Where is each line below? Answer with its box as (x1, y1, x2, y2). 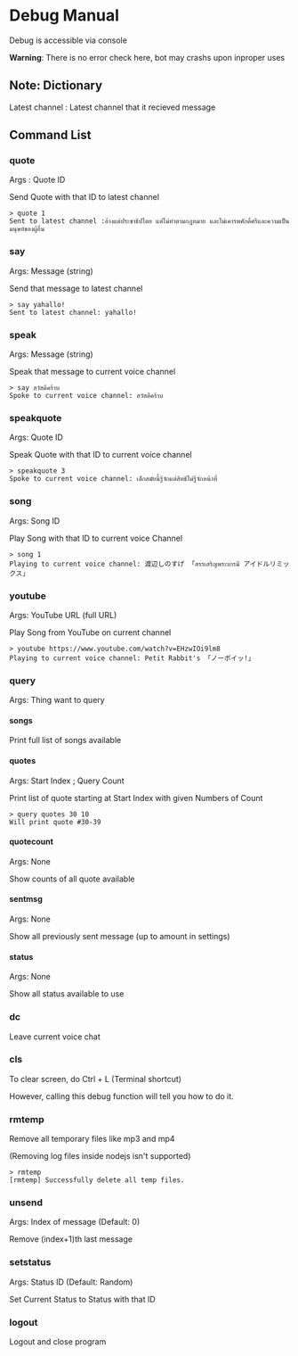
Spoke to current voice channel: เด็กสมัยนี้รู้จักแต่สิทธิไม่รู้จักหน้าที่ (9, 475, 218, 484)
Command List (9, 128, 92, 143)
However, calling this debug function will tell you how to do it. (9, 1090, 234, 1102)
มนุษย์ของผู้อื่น (9, 225, 45, 234)
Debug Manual (9, 5, 120, 26)
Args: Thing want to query (9, 695, 105, 706)
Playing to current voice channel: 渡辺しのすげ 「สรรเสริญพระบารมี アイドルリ (9, 559, 277, 568)
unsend (9, 1196, 43, 1209)
